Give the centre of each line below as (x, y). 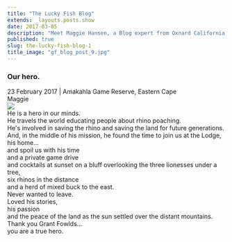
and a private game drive (43, 157)
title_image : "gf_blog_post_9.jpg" (59, 53)
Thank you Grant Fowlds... (45, 224)
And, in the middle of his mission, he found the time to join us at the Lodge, (114, 135)
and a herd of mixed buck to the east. (61, 187)
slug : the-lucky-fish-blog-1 (49, 46)
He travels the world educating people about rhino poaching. (94, 121)
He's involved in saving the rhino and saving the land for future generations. (116, 128)
